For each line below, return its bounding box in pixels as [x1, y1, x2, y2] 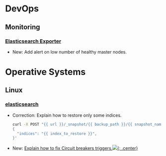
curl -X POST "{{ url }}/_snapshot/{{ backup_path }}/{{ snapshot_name [12, 122, 164, 127]
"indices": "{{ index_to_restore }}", [17, 131, 97, 136]
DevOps [5, 3, 39, 14]
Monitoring [5, 23, 41, 31]
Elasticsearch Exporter [5, 38, 61, 45]
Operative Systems [5, 67, 86, 78]
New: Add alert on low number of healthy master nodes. [12, 49, 127, 55]
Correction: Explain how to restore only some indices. [12, 112, 122, 118]
